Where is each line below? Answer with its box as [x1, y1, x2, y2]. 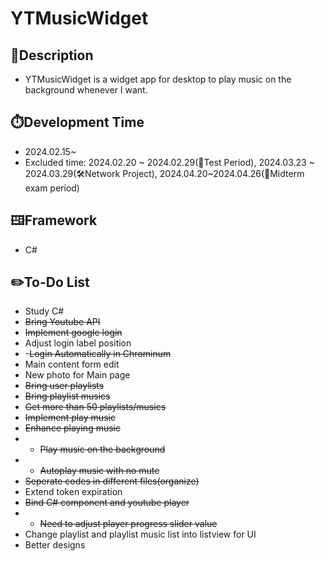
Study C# [24, 305, 65, 317]
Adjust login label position [24, 337, 132, 349]
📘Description [10, 47, 94, 64]
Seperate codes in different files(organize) [24, 475, 200, 487]
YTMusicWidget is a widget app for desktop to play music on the [24, 73, 292, 85]
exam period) [24, 182, 80, 194]
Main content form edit [24, 358, 120, 371]
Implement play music [24, 412, 116, 424]
